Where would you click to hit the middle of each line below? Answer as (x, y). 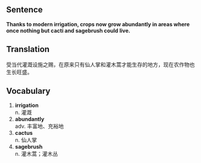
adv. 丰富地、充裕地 (39, 126)
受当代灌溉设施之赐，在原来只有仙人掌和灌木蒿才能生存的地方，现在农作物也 (100, 64)
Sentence (25, 10)
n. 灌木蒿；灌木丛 (36, 154)
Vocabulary (28, 91)
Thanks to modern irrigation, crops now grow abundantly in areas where (98, 24)
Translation (28, 49)
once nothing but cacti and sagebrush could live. (68, 30)
